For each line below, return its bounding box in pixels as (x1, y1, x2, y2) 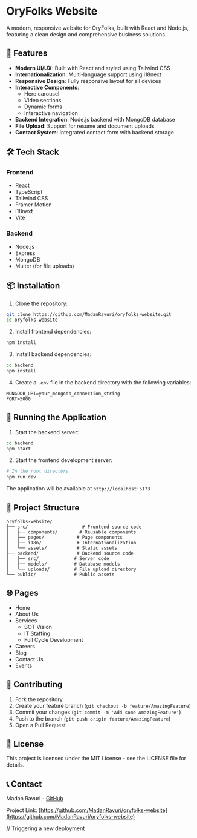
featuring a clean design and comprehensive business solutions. (6, 30, 167, 38)
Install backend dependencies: (15, 351, 92, 358)
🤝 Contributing (6, 679, 63, 690)
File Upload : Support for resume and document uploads (15, 122, 155, 130)
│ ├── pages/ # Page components (6, 535, 123, 541)
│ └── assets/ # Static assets (6, 545, 118, 552)
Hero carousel (24, 90, 60, 97)
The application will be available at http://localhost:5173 (6, 485, 150, 492)
